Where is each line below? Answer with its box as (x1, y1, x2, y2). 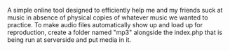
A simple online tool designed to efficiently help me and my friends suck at (7, 6, 223, 14)
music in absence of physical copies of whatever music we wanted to (7, 13, 208, 22)
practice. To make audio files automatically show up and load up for (7, 21, 203, 29)
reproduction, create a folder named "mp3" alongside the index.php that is (7, 28, 223, 36)
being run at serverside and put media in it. (7, 36, 132, 44)
